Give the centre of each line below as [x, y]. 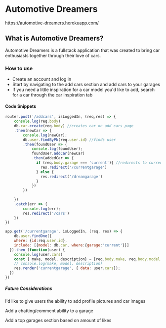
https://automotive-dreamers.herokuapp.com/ [52, 23]
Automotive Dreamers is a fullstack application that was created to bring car [83, 50]
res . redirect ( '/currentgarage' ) [74, 167]
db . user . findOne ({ [33, 236]
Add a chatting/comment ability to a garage [49, 311]
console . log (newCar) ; [45, 135]
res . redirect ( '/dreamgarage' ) [71, 177]
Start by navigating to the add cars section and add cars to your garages [86, 85]
